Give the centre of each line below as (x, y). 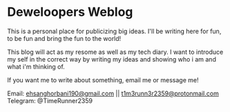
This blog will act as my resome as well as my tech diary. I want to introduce (115, 52)
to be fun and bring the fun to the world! (64, 38)
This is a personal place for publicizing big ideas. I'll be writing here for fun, (114, 31)
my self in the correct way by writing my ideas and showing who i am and (112, 59)
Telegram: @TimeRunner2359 (50, 100)
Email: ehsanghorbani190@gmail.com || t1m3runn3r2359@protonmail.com (113, 93)
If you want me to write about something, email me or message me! (103, 80)
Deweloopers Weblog (70, 12)
